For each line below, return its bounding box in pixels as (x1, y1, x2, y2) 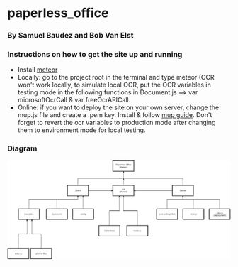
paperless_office (7, 5, 109, 21)
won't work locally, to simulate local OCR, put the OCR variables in (17, 80, 211, 89)
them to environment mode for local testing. (17, 126, 146, 134)
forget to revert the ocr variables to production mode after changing (17, 119, 216, 127)
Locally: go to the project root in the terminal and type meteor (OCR (17, 73, 215, 82)
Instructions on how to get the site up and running (7, 50, 183, 60)
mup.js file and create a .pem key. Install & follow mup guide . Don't (17, 111, 212, 119)
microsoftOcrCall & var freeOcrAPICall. (17, 96, 131, 104)
